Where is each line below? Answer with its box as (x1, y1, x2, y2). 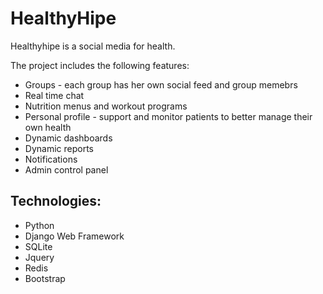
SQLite (24, 240, 53, 252)
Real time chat (24, 89, 85, 101)
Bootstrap (24, 272, 66, 284)
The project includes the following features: (10, 59, 190, 71)
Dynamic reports (24, 142, 94, 154)
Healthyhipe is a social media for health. (10, 40, 176, 52)
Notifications (24, 153, 78, 165)
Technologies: (10, 193, 102, 210)
